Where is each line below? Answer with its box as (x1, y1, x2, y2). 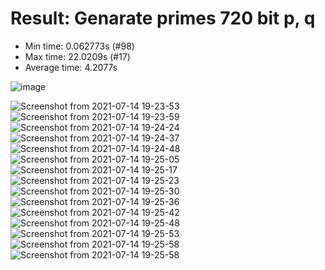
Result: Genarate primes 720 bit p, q (10, 7, 316, 30)
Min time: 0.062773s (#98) (24, 40, 135, 52)
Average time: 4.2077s (24, 61, 118, 73)
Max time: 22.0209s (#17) (24, 50, 131, 62)
